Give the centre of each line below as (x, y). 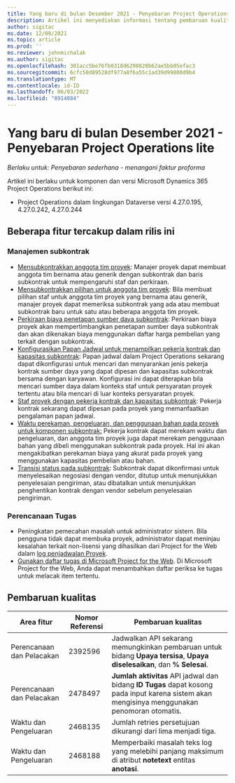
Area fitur (36, 622)
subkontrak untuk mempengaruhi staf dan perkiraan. (93, 282)
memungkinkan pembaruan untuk (167, 647)
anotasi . (125, 768)
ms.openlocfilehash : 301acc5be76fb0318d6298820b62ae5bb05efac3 (101, 66)
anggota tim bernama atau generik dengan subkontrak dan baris (110, 274)
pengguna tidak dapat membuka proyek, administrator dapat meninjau (119, 538)
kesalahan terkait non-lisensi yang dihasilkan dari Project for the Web (117, 546)
